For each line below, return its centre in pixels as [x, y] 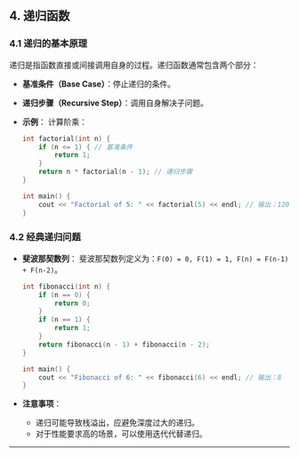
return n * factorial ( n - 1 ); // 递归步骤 [116, 172]
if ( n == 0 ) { [65, 295]
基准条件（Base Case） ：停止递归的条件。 [99, 84]
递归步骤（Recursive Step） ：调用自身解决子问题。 [115, 103]
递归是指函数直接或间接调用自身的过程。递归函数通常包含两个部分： [134, 64]
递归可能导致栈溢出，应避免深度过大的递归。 [117, 423]
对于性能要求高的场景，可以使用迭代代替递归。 [121, 434]
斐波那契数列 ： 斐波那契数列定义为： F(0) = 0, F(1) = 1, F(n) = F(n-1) [155, 258]
